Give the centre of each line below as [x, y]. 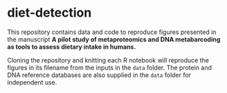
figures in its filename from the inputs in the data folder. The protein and [110, 67]
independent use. [32, 82]
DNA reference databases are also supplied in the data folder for [99, 75]
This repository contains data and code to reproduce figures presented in [112, 32]
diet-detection [49, 13]
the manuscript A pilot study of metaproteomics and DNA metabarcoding [114, 39]
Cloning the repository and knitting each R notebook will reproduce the [108, 60]
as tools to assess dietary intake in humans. [72, 46]
